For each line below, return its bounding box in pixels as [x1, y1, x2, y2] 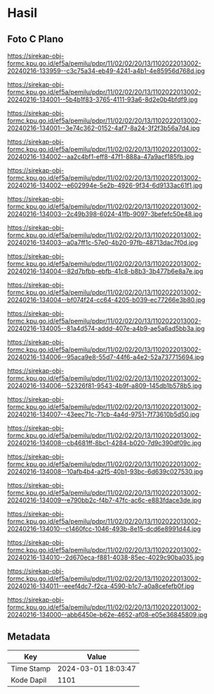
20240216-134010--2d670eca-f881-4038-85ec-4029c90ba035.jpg [7, 553, 204, 562]
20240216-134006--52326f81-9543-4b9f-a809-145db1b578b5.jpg [7, 382, 202, 390]
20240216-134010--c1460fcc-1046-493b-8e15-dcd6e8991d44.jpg [7, 525, 201, 533]
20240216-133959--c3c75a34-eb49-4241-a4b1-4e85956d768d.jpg [7, 67, 206, 75]
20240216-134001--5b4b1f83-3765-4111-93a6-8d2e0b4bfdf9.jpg [7, 95, 198, 104]
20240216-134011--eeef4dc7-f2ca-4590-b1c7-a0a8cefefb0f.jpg [7, 582, 194, 590]
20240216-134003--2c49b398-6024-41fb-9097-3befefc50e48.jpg [7, 210, 203, 218]
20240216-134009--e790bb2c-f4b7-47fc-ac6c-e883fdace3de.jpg [7, 496, 202, 504]
